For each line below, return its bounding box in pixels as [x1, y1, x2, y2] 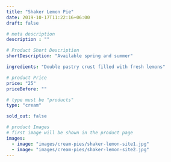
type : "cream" [6, 102, 42, 108]
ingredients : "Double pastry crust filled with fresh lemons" [6, 64, 166, 70]
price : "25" [6, 80, 36, 86]
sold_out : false [6, 113, 47, 119]
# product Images [6, 124, 50, 130]
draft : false [6, 20, 39, 26]
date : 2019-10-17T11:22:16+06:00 [6, 14, 90, 20]
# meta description [6, 31, 55, 37]
